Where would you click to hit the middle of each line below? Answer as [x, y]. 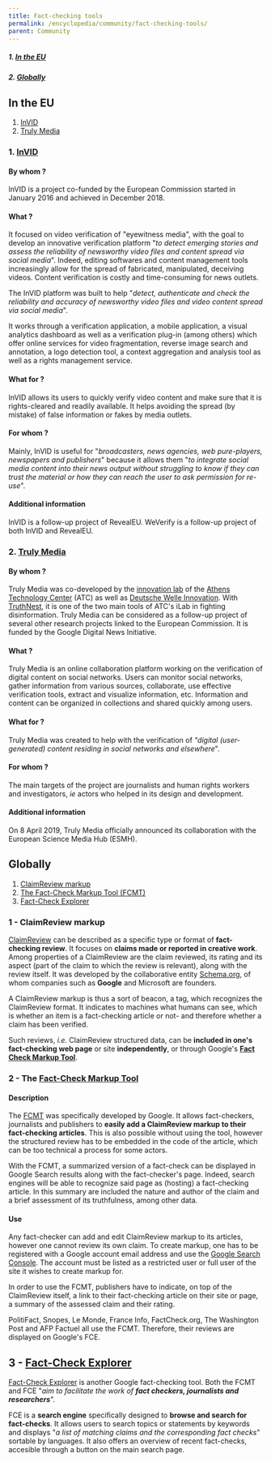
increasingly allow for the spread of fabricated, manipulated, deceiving [126, 269]
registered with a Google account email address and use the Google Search [135, 1254]
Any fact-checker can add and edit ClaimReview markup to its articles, [126, 1237]
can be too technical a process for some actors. [88, 1150]
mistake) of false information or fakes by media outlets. [100, 414]
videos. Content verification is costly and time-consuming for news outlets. [133, 277]
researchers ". [32, 1400]
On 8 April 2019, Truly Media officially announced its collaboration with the [132, 830]
